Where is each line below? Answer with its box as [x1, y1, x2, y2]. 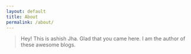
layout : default [6, 8, 46, 15]
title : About [6, 14, 38, 20]
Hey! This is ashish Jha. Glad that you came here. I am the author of [20, 35, 186, 42]
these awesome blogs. [20, 41, 76, 48]
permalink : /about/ [6, 19, 54, 25]
